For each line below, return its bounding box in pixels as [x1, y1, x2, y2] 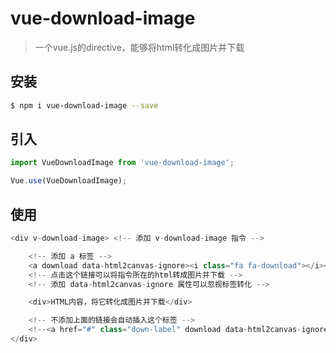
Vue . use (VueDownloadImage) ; [10, 176, 128, 186]
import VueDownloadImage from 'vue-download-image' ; [10, 158, 235, 168]
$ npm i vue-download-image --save [10, 100, 159, 111]
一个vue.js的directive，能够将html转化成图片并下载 [34, 41, 245, 53]
